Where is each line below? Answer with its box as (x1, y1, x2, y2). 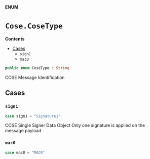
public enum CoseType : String (5, 65, 70, 71)
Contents (5, 36, 25, 41)
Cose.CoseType (5, 22, 63, 31)
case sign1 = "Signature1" (5, 114, 61, 119)
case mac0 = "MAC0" (5, 150, 45, 155)
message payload (5, 128, 41, 134)
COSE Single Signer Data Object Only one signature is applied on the (5, 122, 145, 128)
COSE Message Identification (5, 74, 65, 80)
